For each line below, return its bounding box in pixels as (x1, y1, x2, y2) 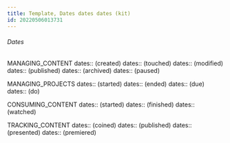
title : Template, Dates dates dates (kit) (7, 10, 131, 17)
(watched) (7, 107, 36, 115)
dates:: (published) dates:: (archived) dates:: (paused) (7, 66, 160, 74)
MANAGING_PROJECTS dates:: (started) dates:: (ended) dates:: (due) (7, 80, 205, 88)
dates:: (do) (7, 87, 40, 95)
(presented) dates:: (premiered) (7, 128, 96, 136)
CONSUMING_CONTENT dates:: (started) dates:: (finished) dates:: (7, 100, 195, 109)
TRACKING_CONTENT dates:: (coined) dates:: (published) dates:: (7, 121, 192, 129)
